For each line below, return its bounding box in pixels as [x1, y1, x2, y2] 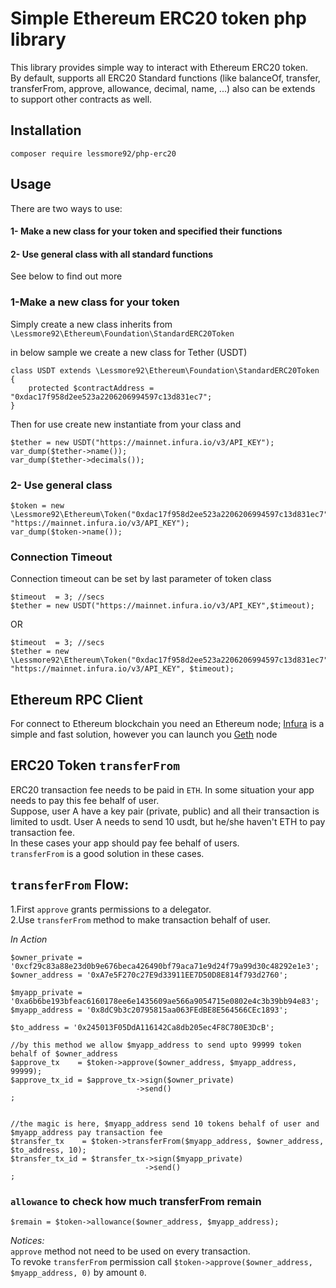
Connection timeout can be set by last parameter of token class [10, 573, 272, 585]
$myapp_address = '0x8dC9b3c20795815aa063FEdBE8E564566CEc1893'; [10, 1005, 288, 1015]
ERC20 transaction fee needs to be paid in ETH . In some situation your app [10, 783, 315, 796]
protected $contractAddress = [28, 383, 155, 393]
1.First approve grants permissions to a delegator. [10, 903, 212, 915]
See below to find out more [10, 270, 123, 282]
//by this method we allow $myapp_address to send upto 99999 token [10, 1040, 302, 1050]
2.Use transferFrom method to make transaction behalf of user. [10, 913, 271, 926]
